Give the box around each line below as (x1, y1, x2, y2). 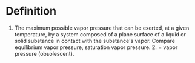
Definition (5, 4, 57, 18)
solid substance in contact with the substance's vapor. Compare (14, 37, 175, 44)
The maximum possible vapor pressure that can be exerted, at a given (14, 24, 190, 31)
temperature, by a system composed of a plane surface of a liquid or (14, 30, 186, 38)
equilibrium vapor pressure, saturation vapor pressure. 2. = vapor (14, 44, 178, 51)
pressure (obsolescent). (14, 50, 74, 57)
